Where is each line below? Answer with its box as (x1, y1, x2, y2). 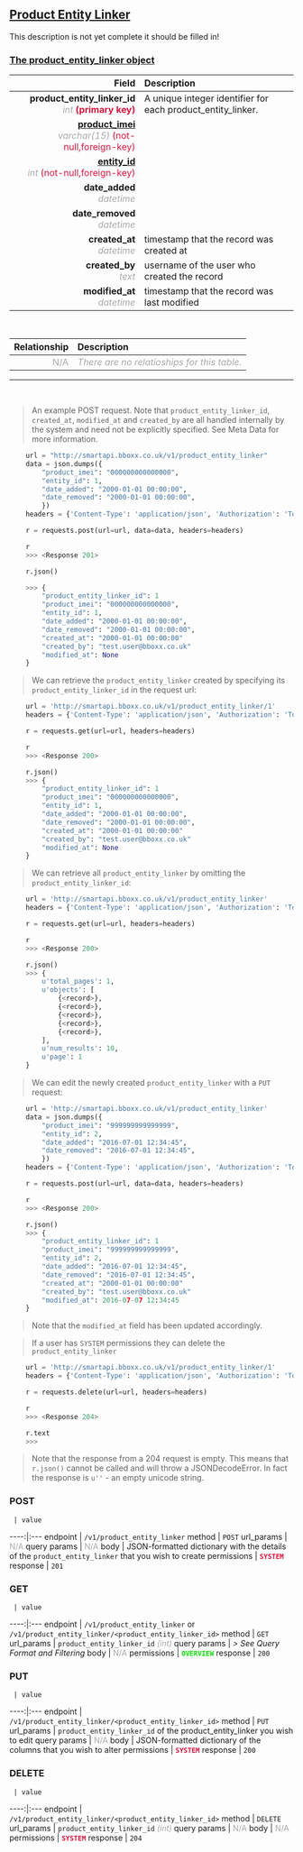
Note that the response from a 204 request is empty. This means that (31, 1453, 289, 1464)
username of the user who (143, 259, 256, 271)
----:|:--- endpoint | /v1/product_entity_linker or (9, 1618, 196, 1630)
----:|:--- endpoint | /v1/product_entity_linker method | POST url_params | (9, 1531, 288, 1542)
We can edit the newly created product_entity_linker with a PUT (31, 1077, 271, 1088)
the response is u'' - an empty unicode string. (31, 1472, 205, 1483)
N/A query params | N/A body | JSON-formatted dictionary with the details (9, 1541, 287, 1552)
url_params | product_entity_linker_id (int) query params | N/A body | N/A (9, 1822, 290, 1833)
